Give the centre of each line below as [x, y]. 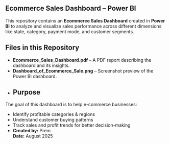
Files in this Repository [42, 48]
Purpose [27, 92]
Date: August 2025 [33, 136]
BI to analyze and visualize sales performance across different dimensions [83, 26]
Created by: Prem [32, 131]
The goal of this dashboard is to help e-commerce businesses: [71, 105]
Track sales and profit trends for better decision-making [72, 125]
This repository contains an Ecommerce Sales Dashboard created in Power [85, 20]
